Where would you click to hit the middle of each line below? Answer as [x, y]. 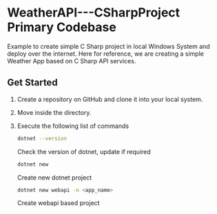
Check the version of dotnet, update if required [84, 151]
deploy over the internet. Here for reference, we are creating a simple [106, 54]
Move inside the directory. [54, 112]
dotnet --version [42, 138]
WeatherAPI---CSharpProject [94, 13]
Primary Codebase [62, 27]
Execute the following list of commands [73, 126]
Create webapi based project [58, 203]
